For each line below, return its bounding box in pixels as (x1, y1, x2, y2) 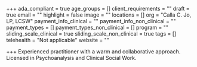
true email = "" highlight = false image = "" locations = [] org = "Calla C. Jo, (6, 11, 192, 18)
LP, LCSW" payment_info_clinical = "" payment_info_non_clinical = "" (6, 18, 176, 24)
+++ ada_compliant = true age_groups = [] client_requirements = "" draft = (6, 5, 190, 12)
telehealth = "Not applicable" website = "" (6, 37, 109, 43)
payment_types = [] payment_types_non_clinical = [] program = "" (6, 24, 169, 31)
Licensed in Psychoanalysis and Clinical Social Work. (6, 55, 137, 61)
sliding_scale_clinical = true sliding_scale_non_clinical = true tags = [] (6, 30, 177, 37)
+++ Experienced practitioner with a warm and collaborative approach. (6, 48, 181, 55)
